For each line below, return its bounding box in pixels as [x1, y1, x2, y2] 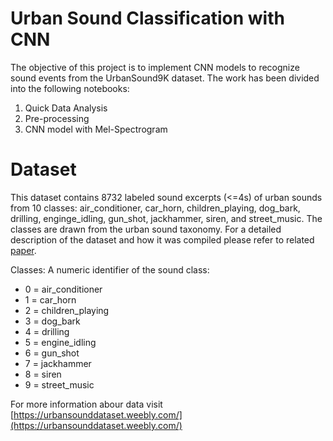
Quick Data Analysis [24, 102, 108, 114]
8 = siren [24, 368, 62, 380]
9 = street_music [24, 378, 95, 391]
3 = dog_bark [24, 315, 81, 327]
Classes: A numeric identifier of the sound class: [10, 263, 210, 276]
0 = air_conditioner [24, 283, 103, 295]
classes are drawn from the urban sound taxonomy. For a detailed [10, 223, 282, 235]
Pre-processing [24, 112, 90, 124]
